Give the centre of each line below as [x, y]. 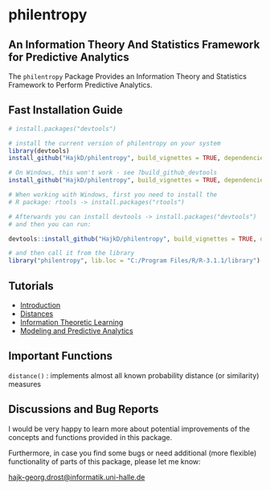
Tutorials [31, 286]
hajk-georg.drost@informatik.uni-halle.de [77, 477]
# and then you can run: [50, 224]
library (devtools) [39, 150]
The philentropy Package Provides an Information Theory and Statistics [128, 76]
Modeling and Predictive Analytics [77, 331]
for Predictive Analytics [69, 57]
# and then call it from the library [72, 253]
